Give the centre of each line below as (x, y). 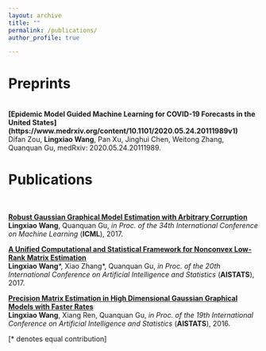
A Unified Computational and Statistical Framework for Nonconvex (120, 250)
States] (44, 123)
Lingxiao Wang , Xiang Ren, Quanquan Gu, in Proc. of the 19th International (131, 315)
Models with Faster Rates (51, 307)
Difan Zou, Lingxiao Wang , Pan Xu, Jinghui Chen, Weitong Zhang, (116, 139)
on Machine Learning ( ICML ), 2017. (66, 234)
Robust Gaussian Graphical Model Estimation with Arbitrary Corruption (128, 217)
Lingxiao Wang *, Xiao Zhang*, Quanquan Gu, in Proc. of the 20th (114, 266)
